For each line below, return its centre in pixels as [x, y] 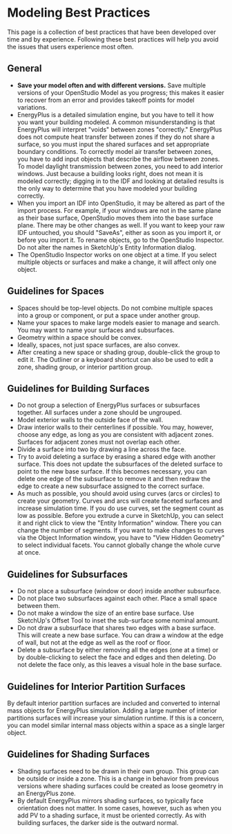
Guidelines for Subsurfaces [67, 574]
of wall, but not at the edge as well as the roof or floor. [94, 643]
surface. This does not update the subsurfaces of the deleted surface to [120, 464]
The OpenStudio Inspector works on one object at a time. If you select [117, 254]
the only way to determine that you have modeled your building [107, 188]
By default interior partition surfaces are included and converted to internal [114, 703]
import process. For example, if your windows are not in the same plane [119, 210]
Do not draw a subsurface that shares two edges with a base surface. [116, 628]
